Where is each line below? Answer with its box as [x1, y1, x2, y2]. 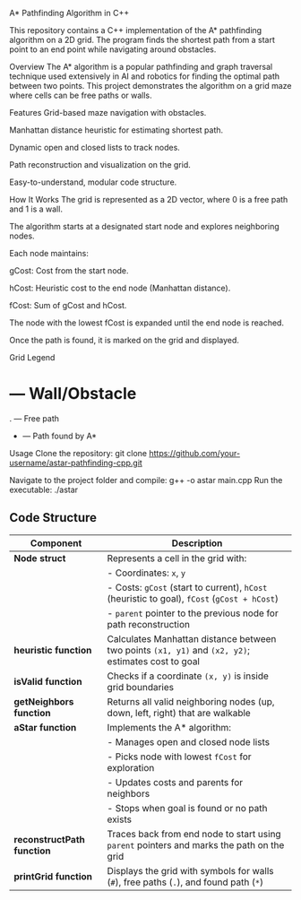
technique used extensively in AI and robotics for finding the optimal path [9, 71, 280, 82]
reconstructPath [13, 833, 85, 845]
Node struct [13, 551, 66, 564]
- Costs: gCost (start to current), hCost [107, 581, 268, 593]
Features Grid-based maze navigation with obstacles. [9, 108, 207, 117]
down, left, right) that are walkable [107, 706, 251, 719]
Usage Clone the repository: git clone [9, 447, 148, 458]
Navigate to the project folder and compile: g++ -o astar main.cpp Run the [9, 474, 283, 485]
